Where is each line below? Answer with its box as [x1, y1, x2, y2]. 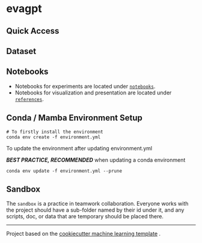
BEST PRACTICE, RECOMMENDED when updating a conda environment [6, 156, 186, 164]
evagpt [6, 2, 42, 16]
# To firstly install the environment [6, 129, 103, 135]
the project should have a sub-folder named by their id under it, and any [6, 206, 185, 214]
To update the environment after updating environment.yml [6, 144, 152, 152]
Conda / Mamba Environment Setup [6, 113, 142, 123]
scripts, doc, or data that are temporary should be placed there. [6, 213, 164, 220]
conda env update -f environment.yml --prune [6, 168, 122, 174]
